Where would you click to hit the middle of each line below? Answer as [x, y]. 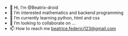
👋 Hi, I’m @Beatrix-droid [34, 8]
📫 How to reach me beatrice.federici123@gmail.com [63, 28]
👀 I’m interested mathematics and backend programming [66, 13]
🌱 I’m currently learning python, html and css [55, 18]
